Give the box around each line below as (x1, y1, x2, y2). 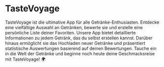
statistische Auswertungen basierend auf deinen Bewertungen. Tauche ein (5, 45, 157, 51)
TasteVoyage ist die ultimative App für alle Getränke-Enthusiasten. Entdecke (5, 19, 160, 25)
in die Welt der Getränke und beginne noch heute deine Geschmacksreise (5, 50, 155, 57)
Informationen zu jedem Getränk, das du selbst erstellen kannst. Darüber (5, 35, 153, 41)
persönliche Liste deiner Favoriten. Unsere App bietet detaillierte (5, 30, 136, 35)
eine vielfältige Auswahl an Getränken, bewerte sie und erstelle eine (5, 24, 143, 30)
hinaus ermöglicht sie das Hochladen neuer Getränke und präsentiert (5, 40, 145, 46)
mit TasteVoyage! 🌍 (5, 56, 46, 62)
